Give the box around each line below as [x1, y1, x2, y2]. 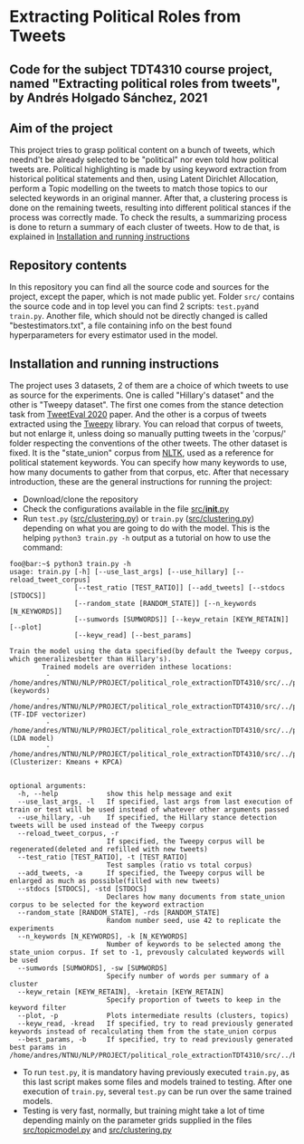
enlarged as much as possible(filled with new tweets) [9, 877, 221, 886]
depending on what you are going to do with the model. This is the [22, 523, 271, 534]
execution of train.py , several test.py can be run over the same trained [22, 1086, 292, 1097]
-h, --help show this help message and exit [17, 790, 233, 799]
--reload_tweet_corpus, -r [17, 829, 119, 839]
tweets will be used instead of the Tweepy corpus [9, 822, 204, 831]
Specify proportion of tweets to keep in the [106, 995, 281, 1005]
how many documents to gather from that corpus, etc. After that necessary [9, 466, 290, 477]
